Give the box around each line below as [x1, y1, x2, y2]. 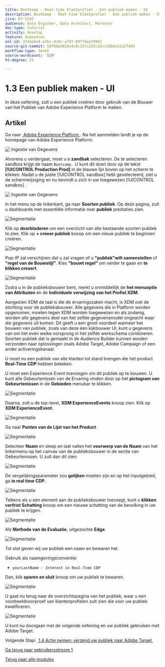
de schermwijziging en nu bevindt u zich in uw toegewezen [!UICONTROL [5, 177, 155, 182]
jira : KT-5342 [5, 16, 34, 21]
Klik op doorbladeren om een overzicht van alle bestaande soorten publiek [5, 226, 157, 231]
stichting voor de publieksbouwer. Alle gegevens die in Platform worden [5, 304, 151, 310]
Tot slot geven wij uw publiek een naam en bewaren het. [5, 546, 119, 551]
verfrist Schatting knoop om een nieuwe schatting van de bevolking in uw [5, 502, 156, 508]
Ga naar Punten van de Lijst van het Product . [5, 424, 97, 430]
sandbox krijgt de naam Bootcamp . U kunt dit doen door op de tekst [5, 161, 141, 167]
